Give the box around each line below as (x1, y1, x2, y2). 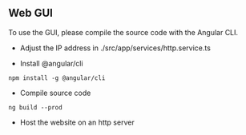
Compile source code (19, 88, 91, 97)
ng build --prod (8, 103, 63, 111)
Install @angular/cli (19, 58, 83, 68)
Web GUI (8, 6, 54, 20)
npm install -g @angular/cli (8, 73, 106, 82)
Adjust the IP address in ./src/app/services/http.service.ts (19, 43, 211, 53)
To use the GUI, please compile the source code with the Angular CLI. (8, 27, 239, 37)
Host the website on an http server (19, 117, 135, 127)
